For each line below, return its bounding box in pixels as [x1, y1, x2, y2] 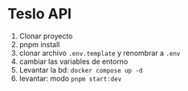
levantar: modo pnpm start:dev [18, 73, 122, 83]
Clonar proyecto [18, 31, 73, 41]
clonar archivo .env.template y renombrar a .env [18, 48, 181, 57]
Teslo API [7, 5, 72, 23]
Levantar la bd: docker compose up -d [18, 65, 143, 74]
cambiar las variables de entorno [18, 57, 129, 66]
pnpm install [18, 39, 60, 49]
